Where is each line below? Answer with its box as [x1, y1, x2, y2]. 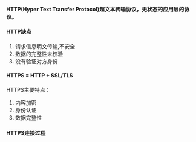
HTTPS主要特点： [6, 86, 51, 93]
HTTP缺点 [6, 28, 32, 36]
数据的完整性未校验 [15, 50, 64, 57]
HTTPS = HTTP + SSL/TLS [6, 72, 73, 79]
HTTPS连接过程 [6, 129, 46, 136]
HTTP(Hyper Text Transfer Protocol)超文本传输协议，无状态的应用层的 [6, 5, 185, 13]
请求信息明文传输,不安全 [15, 42, 76, 50]
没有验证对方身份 [15, 57, 58, 65]
